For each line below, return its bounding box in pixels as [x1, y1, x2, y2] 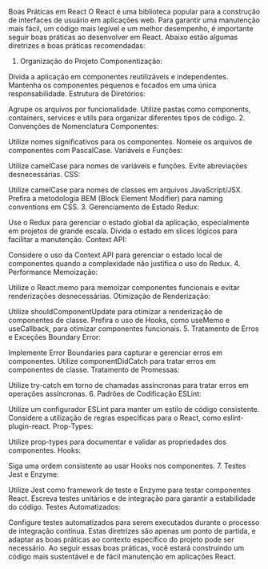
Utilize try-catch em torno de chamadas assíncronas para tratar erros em [8, 381, 250, 389]
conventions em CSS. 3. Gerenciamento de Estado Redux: [8, 202, 200, 212]
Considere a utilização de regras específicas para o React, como [8, 413, 222, 422]
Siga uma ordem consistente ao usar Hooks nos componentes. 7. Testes [8, 461, 246, 470]
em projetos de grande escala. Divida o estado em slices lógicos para [8, 226, 238, 236]
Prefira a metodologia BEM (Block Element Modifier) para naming [8, 194, 223, 203]
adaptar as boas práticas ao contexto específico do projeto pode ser [8, 535, 234, 544]
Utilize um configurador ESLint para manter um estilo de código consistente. [8, 405, 260, 414]
